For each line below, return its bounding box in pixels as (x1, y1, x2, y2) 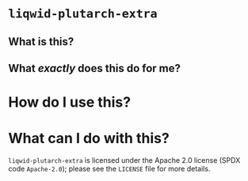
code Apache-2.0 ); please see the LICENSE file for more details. (8, 164, 211, 174)
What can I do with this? (8, 130, 170, 148)
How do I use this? (8, 93, 132, 111)
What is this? (8, 35, 74, 48)
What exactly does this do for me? (8, 62, 181, 75)
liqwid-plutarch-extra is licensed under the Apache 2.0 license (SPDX (8, 156, 241, 165)
